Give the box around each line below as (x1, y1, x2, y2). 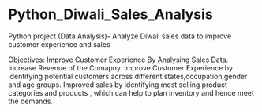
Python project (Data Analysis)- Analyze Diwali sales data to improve (8, 31, 232, 41)
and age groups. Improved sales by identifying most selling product (8, 80, 227, 89)
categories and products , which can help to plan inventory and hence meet (8, 88, 255, 97)
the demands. (8, 96, 54, 106)
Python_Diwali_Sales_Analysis (8, 5, 213, 23)
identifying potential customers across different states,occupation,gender (8, 71, 248, 81)
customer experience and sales (8, 39, 110, 49)
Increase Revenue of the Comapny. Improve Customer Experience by (8, 63, 233, 72)
